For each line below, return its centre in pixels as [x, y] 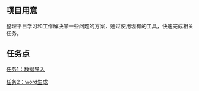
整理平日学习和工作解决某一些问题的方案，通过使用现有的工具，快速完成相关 [100, 26]
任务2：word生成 [27, 82]
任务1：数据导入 [26, 69]
